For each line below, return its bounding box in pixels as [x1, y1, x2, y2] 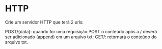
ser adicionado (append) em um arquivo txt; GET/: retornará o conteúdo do [5, 34, 157, 40]
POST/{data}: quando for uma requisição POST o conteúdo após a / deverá [5, 28, 157, 34]
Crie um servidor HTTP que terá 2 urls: [5, 19, 84, 25]
